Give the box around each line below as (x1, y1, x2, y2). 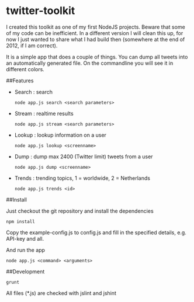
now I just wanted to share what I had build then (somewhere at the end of (6, 36, 185, 43)
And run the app (6, 247, 46, 254)
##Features (6, 77, 34, 84)
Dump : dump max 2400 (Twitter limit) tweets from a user (14, 153, 153, 160)
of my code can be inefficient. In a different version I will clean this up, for (6, 29, 183, 36)
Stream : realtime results (14, 110, 74, 117)
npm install (6, 218, 35, 224)
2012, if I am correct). (6, 42, 58, 49)
